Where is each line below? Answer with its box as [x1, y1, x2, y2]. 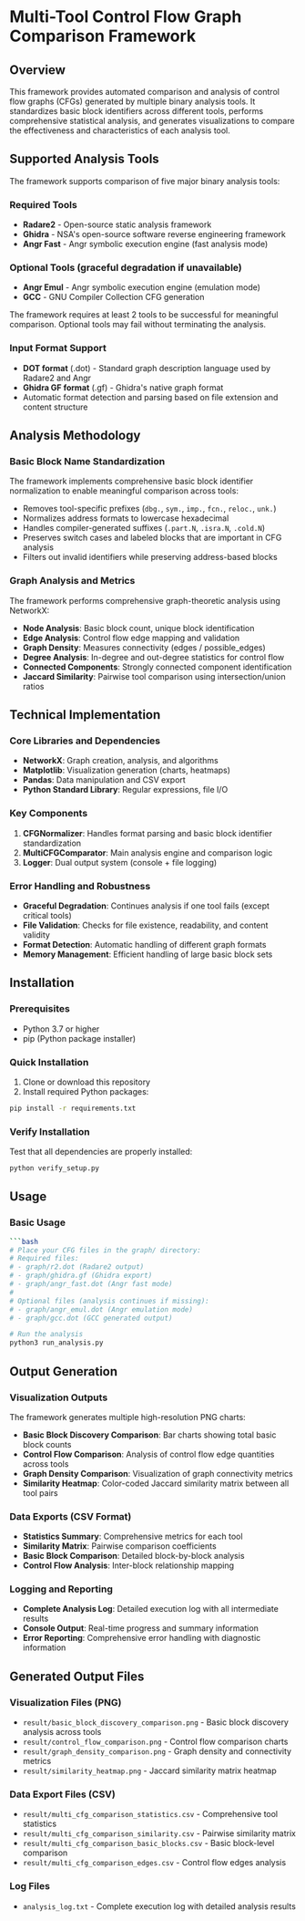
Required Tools [9, 198, 77, 211]
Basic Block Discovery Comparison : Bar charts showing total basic [22, 1429, 277, 1440]
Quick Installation [9, 1055, 89, 1068]
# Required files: [9, 1254, 79, 1263]
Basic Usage [9, 1216, 66, 1229]
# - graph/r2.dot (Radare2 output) [9, 1262, 145, 1272]
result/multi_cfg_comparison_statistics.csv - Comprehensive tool [22, 1809, 279, 1820]
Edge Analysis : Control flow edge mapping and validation [22, 632, 240, 643]
